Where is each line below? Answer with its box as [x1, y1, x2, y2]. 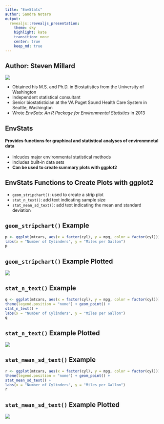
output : [5, 16, 21, 21]
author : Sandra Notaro [5, 12, 51, 17]
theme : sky [14, 25, 36, 30]
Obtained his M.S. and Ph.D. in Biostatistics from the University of [12, 84, 144, 90]
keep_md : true [14, 44, 42, 49]
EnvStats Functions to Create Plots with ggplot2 [5, 178, 154, 187]
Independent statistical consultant [12, 94, 81, 100]
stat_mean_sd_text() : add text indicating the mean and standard [12, 202, 142, 208]
